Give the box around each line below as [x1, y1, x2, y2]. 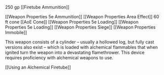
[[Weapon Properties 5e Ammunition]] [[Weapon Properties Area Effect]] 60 [5, 14, 159, 19]
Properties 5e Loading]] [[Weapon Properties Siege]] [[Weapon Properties [5, 24, 156, 30]
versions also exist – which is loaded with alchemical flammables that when [5, 44, 158, 50]
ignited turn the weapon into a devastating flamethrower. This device [5, 49, 145, 55]
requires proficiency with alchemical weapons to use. [5, 55, 113, 61]
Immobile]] [5, 30, 27, 35]
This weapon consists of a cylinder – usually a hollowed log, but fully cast [5, 39, 154, 45]
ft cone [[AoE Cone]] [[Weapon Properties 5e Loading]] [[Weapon [5, 19, 139, 25]
